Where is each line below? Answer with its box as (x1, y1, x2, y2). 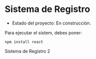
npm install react (5, 39, 43, 44)
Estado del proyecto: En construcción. (12, 20, 91, 26)
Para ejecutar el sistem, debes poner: (5, 29, 82, 35)
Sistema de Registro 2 (5, 48, 50, 54)
